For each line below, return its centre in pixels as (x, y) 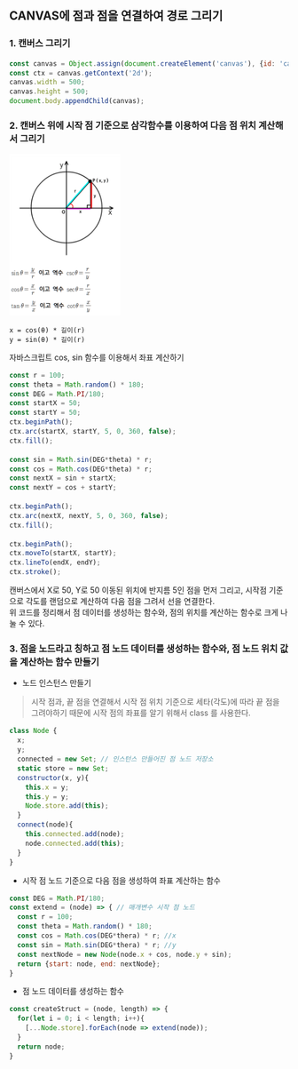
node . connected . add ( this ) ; (75, 843)
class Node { (33, 731)
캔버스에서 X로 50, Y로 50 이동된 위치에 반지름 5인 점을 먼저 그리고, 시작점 (138, 590)
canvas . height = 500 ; (49, 92)
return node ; (41, 1047)
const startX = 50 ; (45, 403)
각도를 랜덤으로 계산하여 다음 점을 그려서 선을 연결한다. (120, 602)
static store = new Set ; (63, 768)
